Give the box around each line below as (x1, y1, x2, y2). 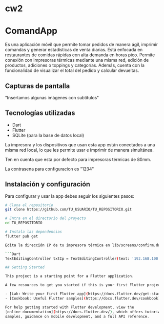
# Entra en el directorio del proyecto (5, 216, 86, 221)
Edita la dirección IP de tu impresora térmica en (5, 243, 110, 248)
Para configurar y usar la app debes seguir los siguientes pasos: (5, 193, 135, 199)
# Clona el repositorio (5, 203, 54, 208)
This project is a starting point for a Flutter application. (5, 274, 134, 279)
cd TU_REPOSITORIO (5, 221, 42, 226)
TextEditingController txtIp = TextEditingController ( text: (5, 256, 130, 261)
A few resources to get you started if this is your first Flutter (5, 282, 145, 288)
